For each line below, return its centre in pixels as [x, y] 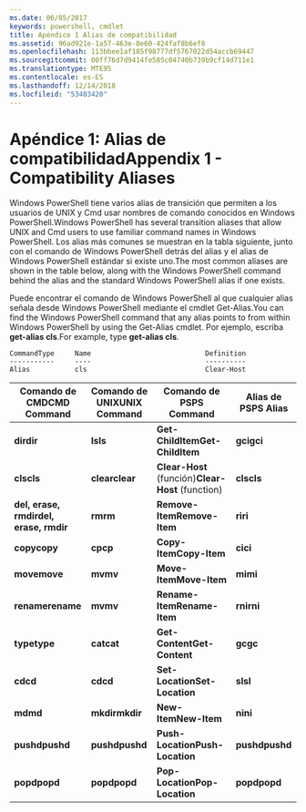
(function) [201, 490]
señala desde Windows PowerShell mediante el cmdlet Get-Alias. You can [147, 308]
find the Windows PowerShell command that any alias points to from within [150, 318]
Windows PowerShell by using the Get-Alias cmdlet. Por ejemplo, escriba [147, 327]
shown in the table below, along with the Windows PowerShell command [145, 271]
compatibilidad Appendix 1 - [116, 158]
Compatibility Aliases [92, 178]
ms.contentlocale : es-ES [56, 77]
